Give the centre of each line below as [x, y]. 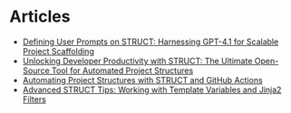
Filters [34, 99]
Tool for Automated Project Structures [122, 71]
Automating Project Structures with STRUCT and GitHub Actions [142, 80]
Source [36, 71]
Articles [40, 17]
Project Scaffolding [58, 51]
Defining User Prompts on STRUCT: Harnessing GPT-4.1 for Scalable [150, 42]
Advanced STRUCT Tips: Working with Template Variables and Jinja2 [152, 89]
